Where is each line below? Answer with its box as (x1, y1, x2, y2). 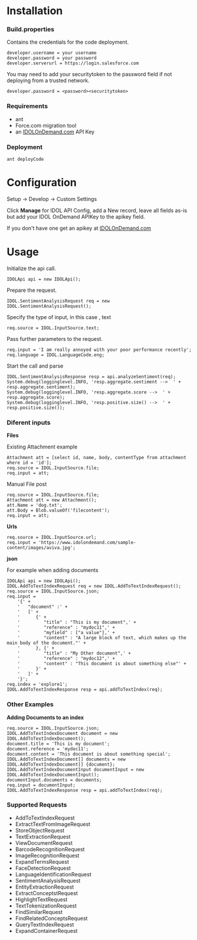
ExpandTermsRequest (15, 858, 70, 865)
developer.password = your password (6, 55, 97, 61)
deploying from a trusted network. (6, 77, 90, 84)
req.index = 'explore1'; (6, 681, 68, 688)
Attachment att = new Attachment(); (6, 497, 97, 503)
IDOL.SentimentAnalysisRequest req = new (6, 298, 110, 304)
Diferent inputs (6, 418, 51, 427)
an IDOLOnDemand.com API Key (15, 128, 95, 135)
